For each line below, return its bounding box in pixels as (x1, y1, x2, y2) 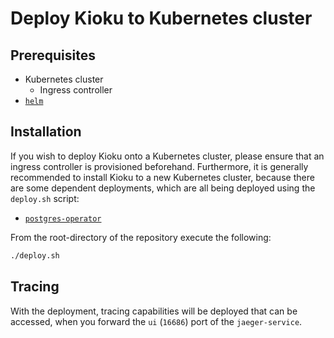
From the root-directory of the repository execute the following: (10, 231, 272, 243)
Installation (10, 123, 82, 141)
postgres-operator (24, 213, 102, 224)
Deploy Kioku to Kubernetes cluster (10, 7, 313, 30)
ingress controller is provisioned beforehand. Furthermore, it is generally (10, 160, 309, 172)
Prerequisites (10, 47, 96, 64)
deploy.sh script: (10, 192, 80, 204)
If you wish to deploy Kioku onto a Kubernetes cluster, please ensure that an (10, 150, 325, 162)
